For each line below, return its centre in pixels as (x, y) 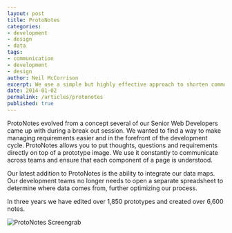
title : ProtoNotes (33, 20)
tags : (15, 53)
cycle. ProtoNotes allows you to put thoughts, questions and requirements (113, 145)
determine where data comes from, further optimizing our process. (103, 188)
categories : (24, 26)
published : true (30, 104)
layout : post (26, 13)
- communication (30, 59)
